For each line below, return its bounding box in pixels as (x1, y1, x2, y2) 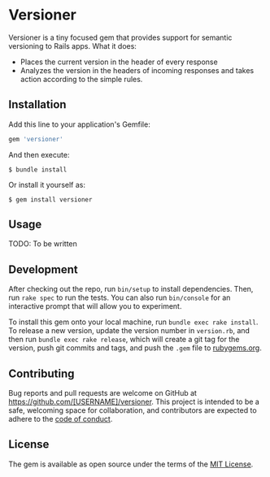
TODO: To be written (8, 239, 77, 249)
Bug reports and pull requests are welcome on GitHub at (8, 388, 198, 398)
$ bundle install (8, 165, 67, 174)
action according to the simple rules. (20, 74, 143, 84)
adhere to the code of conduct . (8, 414, 113, 424)
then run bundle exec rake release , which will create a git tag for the (8, 335, 240, 345)
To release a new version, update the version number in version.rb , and (8, 326, 250, 336)
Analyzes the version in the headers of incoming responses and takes (20, 65, 255, 75)
